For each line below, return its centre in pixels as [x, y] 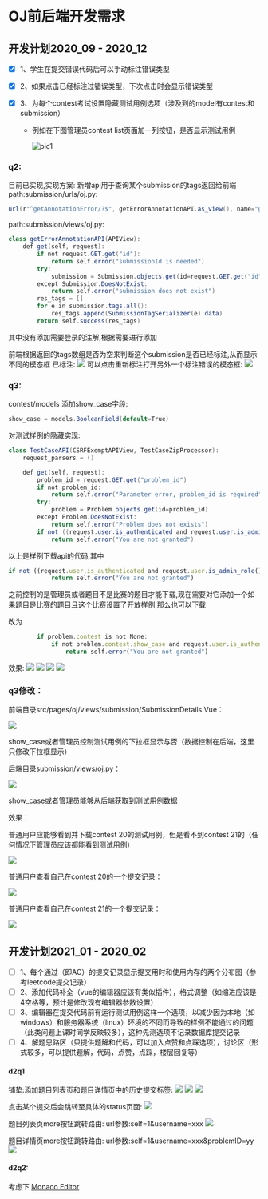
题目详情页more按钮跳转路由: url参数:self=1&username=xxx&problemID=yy [131, 1141]
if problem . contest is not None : [93, 637]
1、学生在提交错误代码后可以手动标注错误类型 [95, 69]
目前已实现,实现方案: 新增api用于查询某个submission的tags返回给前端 [122, 186]
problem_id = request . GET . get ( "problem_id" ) [112, 480]
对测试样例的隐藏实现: [45, 435]
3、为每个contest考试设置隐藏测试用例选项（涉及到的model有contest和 [137, 103]
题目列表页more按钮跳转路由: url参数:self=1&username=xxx [106, 1124]
